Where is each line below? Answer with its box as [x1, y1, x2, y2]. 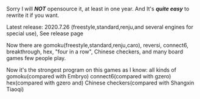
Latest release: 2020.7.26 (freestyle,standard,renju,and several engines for [6, 24, 193, 30]
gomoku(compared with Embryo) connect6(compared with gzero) [6, 73, 171, 80]
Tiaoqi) [6, 86, 24, 93]
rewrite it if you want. [6, 12, 60, 19]
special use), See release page [6, 30, 84, 37]
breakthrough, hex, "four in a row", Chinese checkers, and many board [6, 48, 184, 55]
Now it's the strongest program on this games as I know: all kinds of [6, 66, 176, 73]
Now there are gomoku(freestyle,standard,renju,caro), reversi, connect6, [6, 42, 188, 49]
